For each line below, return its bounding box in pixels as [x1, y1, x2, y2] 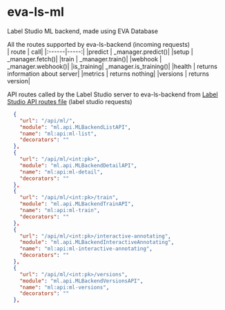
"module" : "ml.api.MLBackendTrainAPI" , [19, 200, 135, 207]
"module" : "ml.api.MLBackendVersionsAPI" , [19, 277, 144, 285]
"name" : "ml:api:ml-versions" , [19, 284, 110, 291]
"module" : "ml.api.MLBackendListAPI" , [19, 123, 131, 131]
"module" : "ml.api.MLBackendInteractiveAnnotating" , [19, 239, 175, 246]
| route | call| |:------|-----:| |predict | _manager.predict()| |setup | [7, 48, 193, 56]
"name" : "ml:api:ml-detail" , [19, 168, 104, 176]
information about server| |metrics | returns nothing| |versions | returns [7, 70, 209, 78]
